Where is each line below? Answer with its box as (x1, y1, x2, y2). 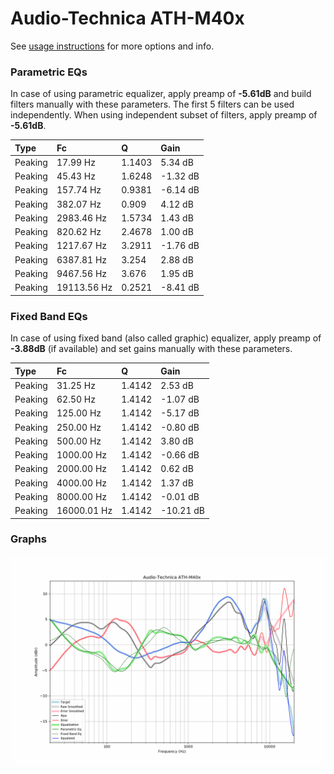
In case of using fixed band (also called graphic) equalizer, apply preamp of (10, 332, 322, 344)
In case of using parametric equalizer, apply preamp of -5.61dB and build (10, 88, 312, 100)
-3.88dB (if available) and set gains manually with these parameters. (10, 343, 293, 355)
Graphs (10, 532, 47, 546)
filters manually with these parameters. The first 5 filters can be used (10, 98, 295, 111)
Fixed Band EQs (10, 309, 88, 323)
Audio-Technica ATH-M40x (10, 7, 245, 30)
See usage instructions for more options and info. (10, 40, 215, 52)
